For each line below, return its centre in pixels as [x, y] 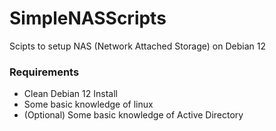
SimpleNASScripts [88, 18]
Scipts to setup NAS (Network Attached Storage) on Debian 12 [137, 46]
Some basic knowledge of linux [88, 104]
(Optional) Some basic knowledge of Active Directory [133, 115]
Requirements [44, 72]
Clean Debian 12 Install [70, 94]
